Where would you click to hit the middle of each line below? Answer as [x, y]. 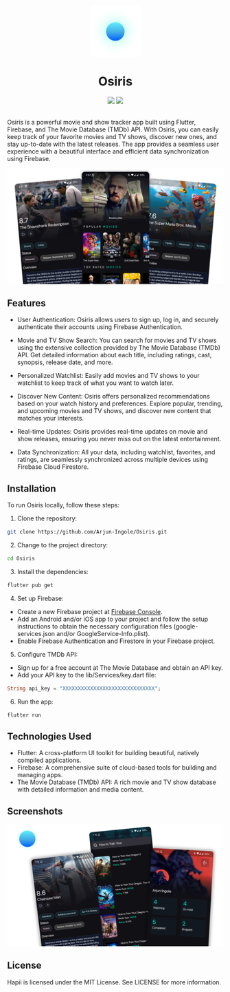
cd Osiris [21, 559]
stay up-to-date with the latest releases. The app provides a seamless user [113, 144]
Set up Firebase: [40, 598]
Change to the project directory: [62, 545]
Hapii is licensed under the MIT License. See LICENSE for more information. [114, 982]
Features [26, 303]
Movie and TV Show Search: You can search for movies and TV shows [117, 340]
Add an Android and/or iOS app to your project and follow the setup [113, 619]
